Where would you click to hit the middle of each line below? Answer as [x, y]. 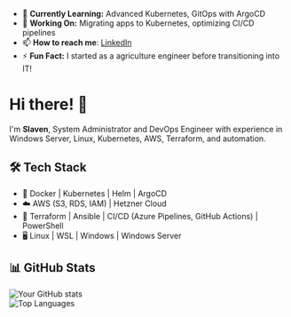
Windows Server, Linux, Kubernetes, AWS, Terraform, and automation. [138, 139]
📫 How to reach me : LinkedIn [77, 43]
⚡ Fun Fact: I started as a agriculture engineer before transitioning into [151, 56]
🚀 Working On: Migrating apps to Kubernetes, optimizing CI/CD [138, 23]
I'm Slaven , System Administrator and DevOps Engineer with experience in [146, 129]
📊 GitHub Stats [52, 268]
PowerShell [43, 226]
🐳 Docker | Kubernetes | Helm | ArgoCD [94, 193]
